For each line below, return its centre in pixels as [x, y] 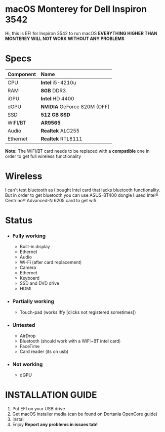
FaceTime [30, 346]
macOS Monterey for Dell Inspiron [76, 9]
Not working [27, 364]
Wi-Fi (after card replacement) [51, 262]
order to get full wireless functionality [43, 156]
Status [19, 220]
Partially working [33, 302]
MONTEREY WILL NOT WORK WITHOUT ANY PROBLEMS [65, 39]
